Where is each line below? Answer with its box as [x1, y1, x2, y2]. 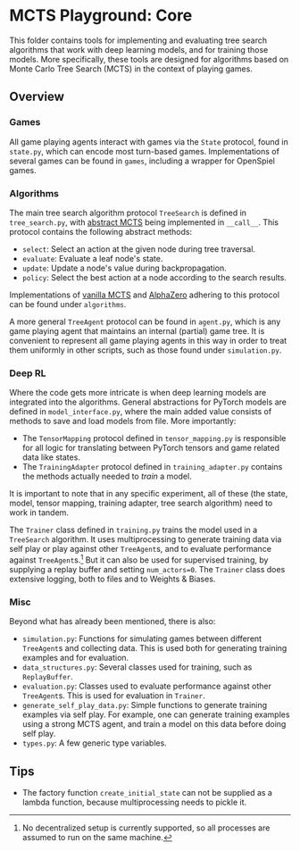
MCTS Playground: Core [9, 5, 193, 26]
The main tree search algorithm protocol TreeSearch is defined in [9, 207, 247, 218]
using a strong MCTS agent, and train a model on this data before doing [21, 719, 287, 730]
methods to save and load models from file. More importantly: [9, 416, 237, 427]
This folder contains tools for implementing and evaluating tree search [9, 35, 268, 46]
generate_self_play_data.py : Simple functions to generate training [21, 700, 268, 711]
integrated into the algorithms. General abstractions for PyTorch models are [9, 396, 287, 407]
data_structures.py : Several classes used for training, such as [21, 662, 253, 672]
